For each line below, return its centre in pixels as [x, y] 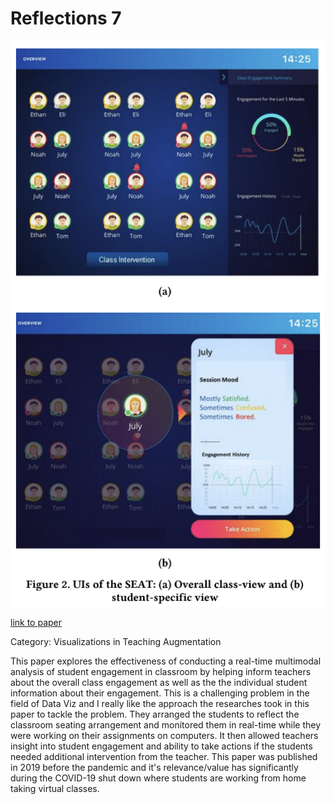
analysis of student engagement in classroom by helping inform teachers [161, 672]
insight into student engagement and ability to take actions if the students [161, 746]
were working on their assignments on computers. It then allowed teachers [164, 736]
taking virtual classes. [55, 789]
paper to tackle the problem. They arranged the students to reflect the [155, 714]
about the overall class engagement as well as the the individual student [159, 683]
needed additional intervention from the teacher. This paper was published [164, 757]
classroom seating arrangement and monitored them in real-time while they [166, 725]
